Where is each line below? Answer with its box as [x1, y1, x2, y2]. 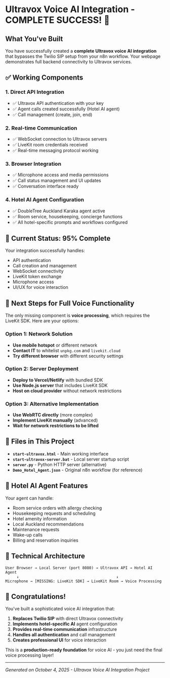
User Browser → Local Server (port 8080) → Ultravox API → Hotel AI [5, 565, 153, 571]
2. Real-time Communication [5, 124, 77, 131]
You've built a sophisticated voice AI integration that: [5, 606, 115, 612]
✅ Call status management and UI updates [12, 177, 101, 183]
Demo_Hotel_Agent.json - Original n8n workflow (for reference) [12, 467, 143, 473]
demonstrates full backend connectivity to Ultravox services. [5, 59, 133, 64]
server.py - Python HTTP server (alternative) [12, 461, 107, 467]
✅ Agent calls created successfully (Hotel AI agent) [12, 105, 120, 112]
